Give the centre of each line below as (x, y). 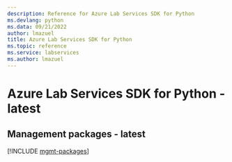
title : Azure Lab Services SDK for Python (70, 40)
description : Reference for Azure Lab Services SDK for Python (101, 14)
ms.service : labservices (43, 53)
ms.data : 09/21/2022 (37, 27)
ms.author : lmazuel (36, 59)
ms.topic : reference (37, 46)
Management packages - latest (77, 134)
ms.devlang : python (36, 20)
